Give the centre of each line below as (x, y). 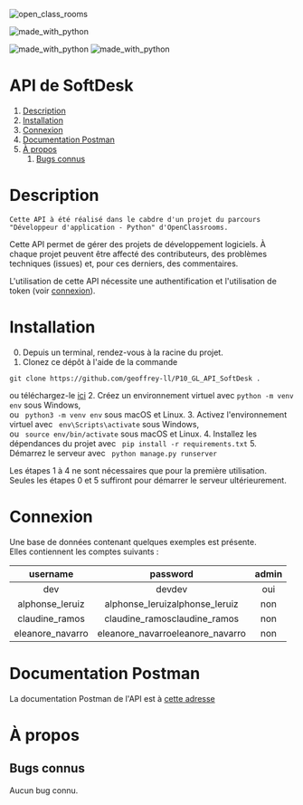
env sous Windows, (45, 405)
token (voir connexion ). (52, 291)
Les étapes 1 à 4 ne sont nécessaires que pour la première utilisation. (138, 470)
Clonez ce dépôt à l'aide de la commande (100, 361)
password (172, 573)
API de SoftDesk (71, 86)
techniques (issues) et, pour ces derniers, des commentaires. (124, 264)
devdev (172, 589)
